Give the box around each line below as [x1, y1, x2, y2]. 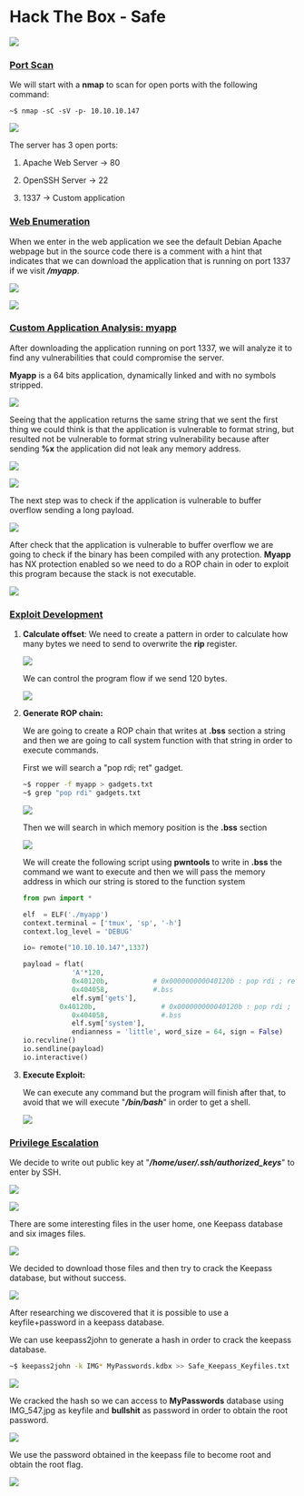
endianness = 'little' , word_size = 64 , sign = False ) [71, 1027, 284, 1036]
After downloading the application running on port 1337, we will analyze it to [9, 342, 293, 353]
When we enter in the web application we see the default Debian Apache [9, 236, 282, 247]
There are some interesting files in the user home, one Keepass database [9, 1218, 283, 1229]
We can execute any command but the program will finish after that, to [22, 1087, 286, 1097]
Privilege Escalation [9, 1136, 100, 1148]
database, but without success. [9, 1272, 127, 1284]
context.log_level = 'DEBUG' [22, 926, 133, 936]
